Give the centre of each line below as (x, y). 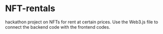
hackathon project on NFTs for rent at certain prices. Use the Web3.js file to (82, 22)
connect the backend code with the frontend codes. (58, 27)
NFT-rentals (30, 8)
